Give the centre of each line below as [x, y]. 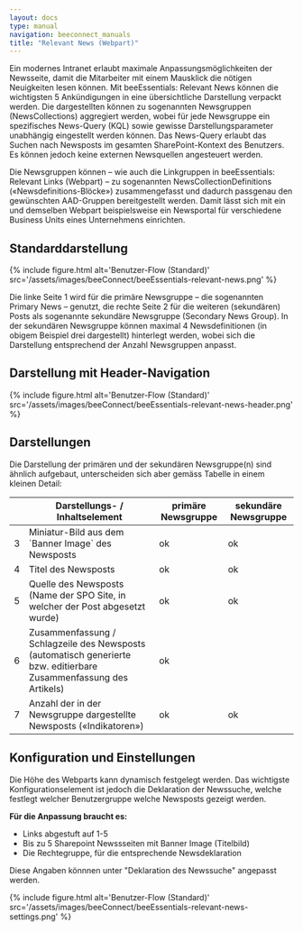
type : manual [34, 26]
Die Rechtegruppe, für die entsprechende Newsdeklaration [132, 853]
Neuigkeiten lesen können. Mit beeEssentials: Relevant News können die [144, 87]
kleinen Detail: [36, 483]
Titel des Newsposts [72, 569]
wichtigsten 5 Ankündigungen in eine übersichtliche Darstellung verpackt [146, 97]
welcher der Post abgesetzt [87, 607]
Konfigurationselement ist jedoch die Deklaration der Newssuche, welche [146, 789]
